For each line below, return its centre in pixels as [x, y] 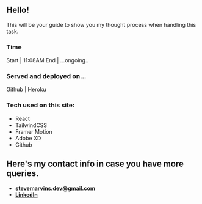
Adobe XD [28, 138]
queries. [23, 173]
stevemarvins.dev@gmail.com [55, 188]
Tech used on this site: [41, 105]
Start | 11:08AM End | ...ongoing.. [48, 60]
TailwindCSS [31, 125]
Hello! [18, 10]
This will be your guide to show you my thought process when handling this [101, 24]
